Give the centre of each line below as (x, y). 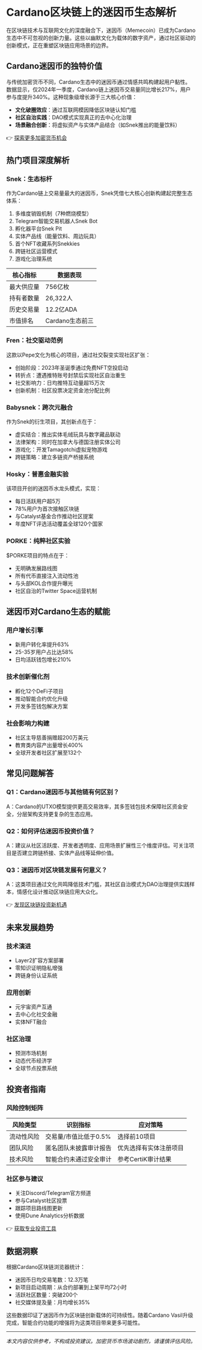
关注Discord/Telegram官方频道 (53, 1193)
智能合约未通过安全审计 (79, 1159)
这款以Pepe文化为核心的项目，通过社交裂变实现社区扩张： (78, 355)
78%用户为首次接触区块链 (47, 509)
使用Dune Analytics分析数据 (50, 1215)
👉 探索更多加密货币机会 (37, 138)
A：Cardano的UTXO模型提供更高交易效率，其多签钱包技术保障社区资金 (95, 807)
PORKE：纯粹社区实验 (38, 541)
